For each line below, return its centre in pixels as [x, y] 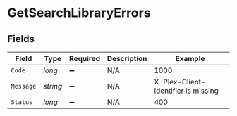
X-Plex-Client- [180, 82]
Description [127, 59]
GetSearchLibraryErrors [79, 13]
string [53, 86]
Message [24, 86]
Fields [21, 39]
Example [190, 59]
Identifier [169, 91]
